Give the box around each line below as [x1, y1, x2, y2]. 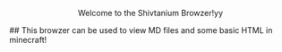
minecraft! [9, 35, 47, 45]
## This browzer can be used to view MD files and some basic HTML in [9, 25, 273, 35]
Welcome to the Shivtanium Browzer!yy [77, 8, 224, 18]
